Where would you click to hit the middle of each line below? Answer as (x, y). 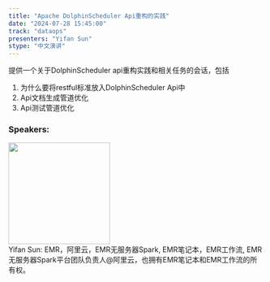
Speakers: (29, 129)
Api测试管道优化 (47, 108)
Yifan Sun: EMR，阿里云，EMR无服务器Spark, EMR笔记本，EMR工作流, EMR (135, 249)
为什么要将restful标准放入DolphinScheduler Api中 (103, 88)
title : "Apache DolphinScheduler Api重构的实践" (89, 16)
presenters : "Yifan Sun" (50, 39)
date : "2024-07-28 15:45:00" (58, 24)
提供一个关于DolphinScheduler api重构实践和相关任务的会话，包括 (119, 71)
